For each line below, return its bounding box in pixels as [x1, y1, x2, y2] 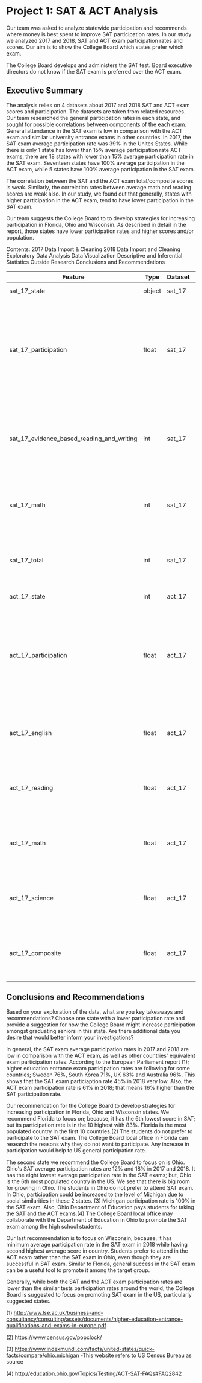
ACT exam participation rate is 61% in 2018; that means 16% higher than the [6, 1084, 194, 1091]
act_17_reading [9, 783, 54, 792]
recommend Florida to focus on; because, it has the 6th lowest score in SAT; [6, 1114, 195, 1122]
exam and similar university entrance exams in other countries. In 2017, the [6, 133, 191, 141]
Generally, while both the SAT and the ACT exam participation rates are [6, 1278, 183, 1285]
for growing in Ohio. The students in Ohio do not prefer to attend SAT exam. [6, 1184, 194, 1191]
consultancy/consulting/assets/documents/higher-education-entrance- [6, 1315, 183, 1323]
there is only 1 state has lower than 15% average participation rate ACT [6, 146, 182, 153]
